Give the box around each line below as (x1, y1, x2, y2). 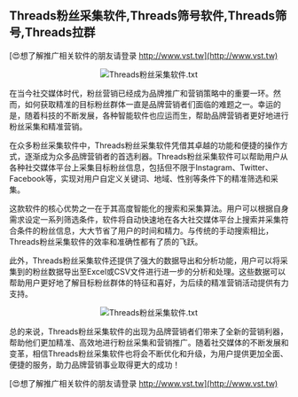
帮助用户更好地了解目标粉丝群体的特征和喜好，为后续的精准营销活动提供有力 (9, 277, 289, 288)
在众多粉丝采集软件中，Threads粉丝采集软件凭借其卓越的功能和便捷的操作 (9, 140, 281, 151)
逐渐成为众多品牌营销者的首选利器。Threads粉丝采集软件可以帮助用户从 (24, 151, 288, 161)
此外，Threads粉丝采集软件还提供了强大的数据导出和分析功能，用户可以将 (9, 255, 281, 266)
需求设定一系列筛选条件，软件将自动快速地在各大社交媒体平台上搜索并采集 (9, 214, 281, 224)
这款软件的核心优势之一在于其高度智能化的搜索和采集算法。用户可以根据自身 (9, 203, 289, 214)
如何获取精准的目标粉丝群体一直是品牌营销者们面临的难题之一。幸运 (24, 98, 273, 109)
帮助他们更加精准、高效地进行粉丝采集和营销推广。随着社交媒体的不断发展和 (9, 337, 289, 347)
